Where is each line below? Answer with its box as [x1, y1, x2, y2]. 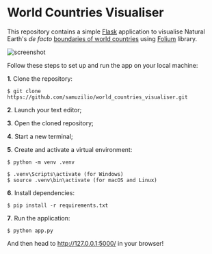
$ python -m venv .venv [7, 159, 75, 166]
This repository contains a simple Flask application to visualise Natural [7, 27, 205, 36]
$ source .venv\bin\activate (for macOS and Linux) [7, 177, 157, 183]
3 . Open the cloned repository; [7, 118, 94, 127]
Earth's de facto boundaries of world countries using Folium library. [7, 34, 198, 42]
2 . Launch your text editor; [7, 105, 82, 114]
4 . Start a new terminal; [7, 132, 73, 140]
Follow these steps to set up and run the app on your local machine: [7, 61, 198, 69]
